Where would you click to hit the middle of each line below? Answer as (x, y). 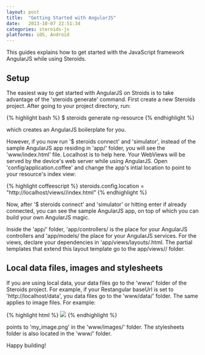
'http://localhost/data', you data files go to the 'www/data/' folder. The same (102, 296)
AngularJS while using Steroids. (47, 59)
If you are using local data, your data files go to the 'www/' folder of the (97, 283)
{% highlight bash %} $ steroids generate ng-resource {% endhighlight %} (100, 118)
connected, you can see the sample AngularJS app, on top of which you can (102, 211)
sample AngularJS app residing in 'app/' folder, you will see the (86, 148)
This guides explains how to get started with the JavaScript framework (95, 52)
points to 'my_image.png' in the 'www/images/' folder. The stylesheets (95, 327)
